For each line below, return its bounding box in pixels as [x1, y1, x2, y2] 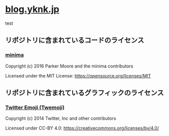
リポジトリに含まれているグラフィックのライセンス [5, 89, 164, 97]
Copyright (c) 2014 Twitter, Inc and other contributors [5, 115, 117, 121]
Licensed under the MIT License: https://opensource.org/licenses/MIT [5, 73, 151, 79]
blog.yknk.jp [5, 4, 60, 15]
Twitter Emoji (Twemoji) [5, 104, 65, 111]
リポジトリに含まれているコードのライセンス [5, 36, 144, 45]
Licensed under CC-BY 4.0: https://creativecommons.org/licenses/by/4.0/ [5, 125, 159, 131]
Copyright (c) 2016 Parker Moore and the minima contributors [5, 63, 134, 69]
